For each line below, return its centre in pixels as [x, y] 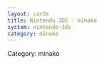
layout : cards [28, 14]
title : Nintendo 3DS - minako [52, 20]
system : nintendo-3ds [40, 27]
